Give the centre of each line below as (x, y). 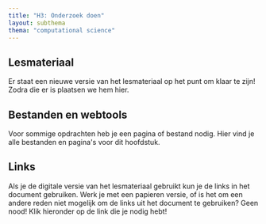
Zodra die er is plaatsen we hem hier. (69, 90)
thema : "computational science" (62, 30)
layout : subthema (37, 23)
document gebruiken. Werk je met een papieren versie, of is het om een (126, 194)
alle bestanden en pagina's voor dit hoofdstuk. (84, 142)
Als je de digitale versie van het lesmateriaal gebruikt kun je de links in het (129, 186)
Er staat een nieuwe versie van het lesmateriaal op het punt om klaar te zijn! (132, 82)
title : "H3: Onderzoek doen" (56, 15)
